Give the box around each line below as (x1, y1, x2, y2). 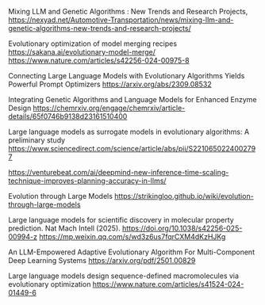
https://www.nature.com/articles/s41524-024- (92, 280, 244, 288)
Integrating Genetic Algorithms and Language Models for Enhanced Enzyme (8, 95, 257, 104)
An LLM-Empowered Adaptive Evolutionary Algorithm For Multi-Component (8, 247, 255, 257)
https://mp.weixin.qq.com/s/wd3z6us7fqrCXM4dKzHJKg (39, 232, 226, 241)
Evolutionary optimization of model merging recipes (8, 39, 177, 48)
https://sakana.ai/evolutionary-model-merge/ (8, 48, 156, 56)
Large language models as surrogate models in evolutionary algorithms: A (8, 127, 250, 136)
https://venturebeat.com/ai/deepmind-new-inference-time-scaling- (8, 168, 229, 177)
